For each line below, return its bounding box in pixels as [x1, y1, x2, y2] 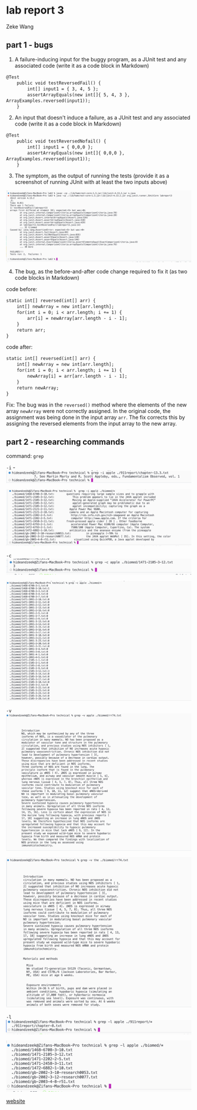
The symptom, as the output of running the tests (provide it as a [14, 172, 169, 179]
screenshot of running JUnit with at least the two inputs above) [14, 178, 168, 186]
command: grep [6, 452, 44, 460]
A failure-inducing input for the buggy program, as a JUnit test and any [14, 55, 187, 62]
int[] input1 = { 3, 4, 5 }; [27, 86, 99, 92]
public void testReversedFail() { [16, 80, 101, 86]
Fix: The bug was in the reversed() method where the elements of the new [6, 401, 187, 408]
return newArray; [16, 385, 59, 391]
